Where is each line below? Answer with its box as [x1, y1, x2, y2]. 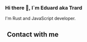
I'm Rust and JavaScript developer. [5, 16, 76, 21]
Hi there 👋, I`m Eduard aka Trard [5, 4, 83, 11]
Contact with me [6, 30, 59, 39]
